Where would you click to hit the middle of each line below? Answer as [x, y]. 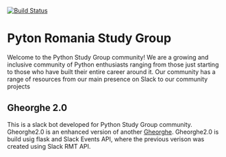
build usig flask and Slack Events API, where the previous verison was [106, 139]
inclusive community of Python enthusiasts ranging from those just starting [113, 64]
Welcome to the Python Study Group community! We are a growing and [108, 57]
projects [19, 86]
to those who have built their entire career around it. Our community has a [111, 71]
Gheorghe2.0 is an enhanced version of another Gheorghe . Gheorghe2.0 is [113, 132]
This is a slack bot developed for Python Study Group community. [100, 124]
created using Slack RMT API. [49, 146]
